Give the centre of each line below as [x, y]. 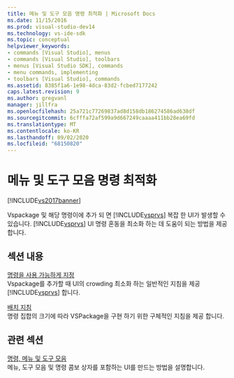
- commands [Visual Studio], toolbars [64, 59]
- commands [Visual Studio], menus [59, 53]
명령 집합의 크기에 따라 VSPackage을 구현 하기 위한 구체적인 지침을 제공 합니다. [116, 316]
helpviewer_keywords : [39, 46]
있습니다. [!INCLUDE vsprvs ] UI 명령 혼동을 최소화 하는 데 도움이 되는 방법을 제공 [117, 224]
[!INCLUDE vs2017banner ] [44, 201]
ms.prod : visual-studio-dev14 [51, 27]
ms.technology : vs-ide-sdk [46, 33]
